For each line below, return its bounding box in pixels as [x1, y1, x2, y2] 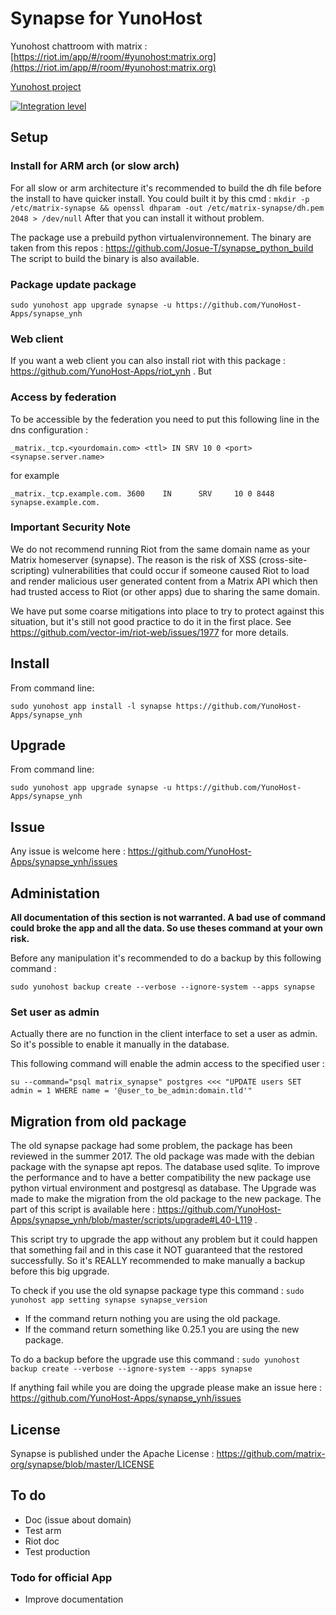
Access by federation [10, 390, 117, 404]
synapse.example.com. [10, 497, 101, 507]
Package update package [10, 277, 137, 291]
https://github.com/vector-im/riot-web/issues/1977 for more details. [10, 626, 290, 638]
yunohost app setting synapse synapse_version [10, 1295, 208, 1306]
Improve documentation [24, 1593, 124, 1606]
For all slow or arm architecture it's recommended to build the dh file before [10, 182, 322, 194]
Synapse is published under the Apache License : [10, 1447, 215, 1459]
